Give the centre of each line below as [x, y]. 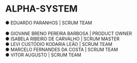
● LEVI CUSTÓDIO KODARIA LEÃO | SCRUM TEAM [59, 44]
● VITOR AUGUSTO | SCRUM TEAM [43, 55]
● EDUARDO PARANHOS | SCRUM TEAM [49, 23]
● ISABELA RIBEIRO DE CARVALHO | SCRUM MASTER [62, 39]
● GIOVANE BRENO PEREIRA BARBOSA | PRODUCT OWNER [69, 33]
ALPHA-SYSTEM [41, 9]
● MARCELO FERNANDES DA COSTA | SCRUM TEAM [62, 49]
